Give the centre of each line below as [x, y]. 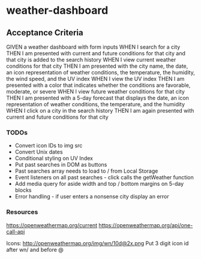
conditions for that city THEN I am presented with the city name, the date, [97, 66]
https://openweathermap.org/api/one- [146, 225]
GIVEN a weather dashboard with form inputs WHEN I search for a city [93, 47]
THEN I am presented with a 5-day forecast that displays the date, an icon [97, 98]
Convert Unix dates [39, 152]
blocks [23, 190]
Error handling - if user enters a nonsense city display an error [92, 197]
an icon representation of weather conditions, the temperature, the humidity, [100, 72]
